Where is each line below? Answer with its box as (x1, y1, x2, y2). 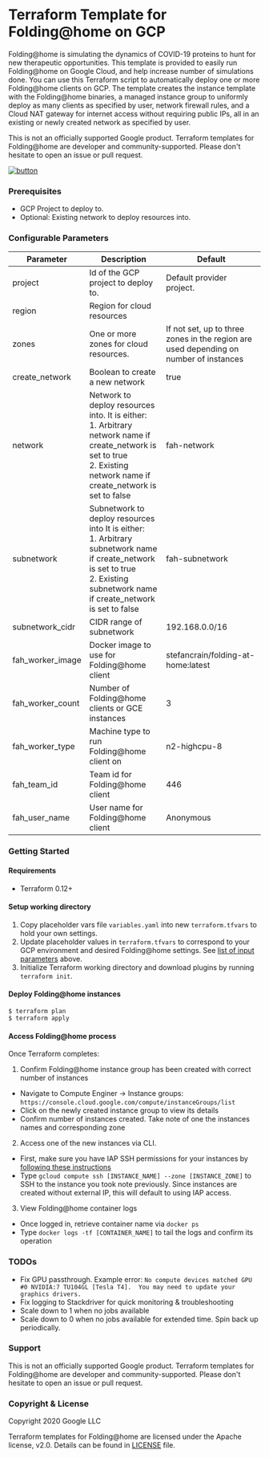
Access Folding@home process (8, 1031, 117, 1041)
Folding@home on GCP (8, 22, 166, 41)
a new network (89, 376, 146, 387)
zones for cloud (89, 338, 148, 349)
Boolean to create (89, 366, 156, 377)
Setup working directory (8, 902, 91, 912)
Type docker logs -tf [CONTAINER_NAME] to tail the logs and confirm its (19, 1228, 254, 1237)
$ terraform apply (8, 1014, 70, 1023)
